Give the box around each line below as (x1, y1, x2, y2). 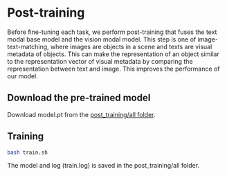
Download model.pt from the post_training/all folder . (7, 110, 156, 118)
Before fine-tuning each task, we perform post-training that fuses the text (7, 28, 217, 36)
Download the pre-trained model (7, 92, 151, 104)
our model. (7, 71, 38, 80)
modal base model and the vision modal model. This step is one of (7, 35, 197, 43)
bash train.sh (7, 149, 48, 156)
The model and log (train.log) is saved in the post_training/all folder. (7, 161, 199, 170)
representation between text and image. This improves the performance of (7, 64, 220, 73)
